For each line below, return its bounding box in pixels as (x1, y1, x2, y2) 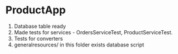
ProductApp (5, 3, 66, 17)
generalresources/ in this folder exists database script (13, 41, 145, 48)
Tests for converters (13, 35, 63, 42)
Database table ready (13, 23, 66, 30)
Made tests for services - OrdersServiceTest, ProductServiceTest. (13, 28, 173, 35)
